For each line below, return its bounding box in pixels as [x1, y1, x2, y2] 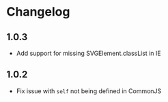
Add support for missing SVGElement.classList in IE [16, 49, 161, 57]
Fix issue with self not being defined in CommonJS [16, 86, 162, 95]
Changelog [6, 4, 70, 20]
